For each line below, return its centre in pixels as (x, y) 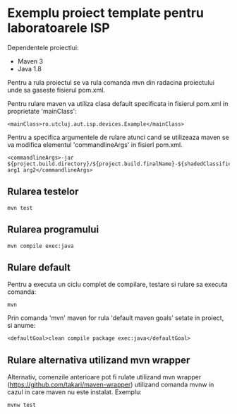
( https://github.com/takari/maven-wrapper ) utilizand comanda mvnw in (111, 385)
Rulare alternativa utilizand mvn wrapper (99, 360)
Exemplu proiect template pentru (106, 13)
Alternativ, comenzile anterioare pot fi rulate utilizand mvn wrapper (104, 377)
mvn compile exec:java (41, 246)
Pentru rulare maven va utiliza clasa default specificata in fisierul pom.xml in (118, 103)
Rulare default (39, 267)
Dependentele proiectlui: (43, 47)
